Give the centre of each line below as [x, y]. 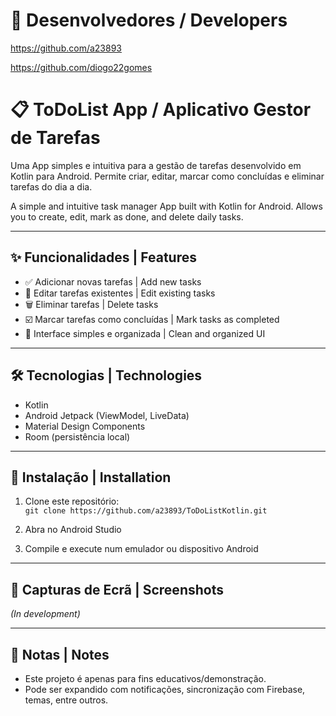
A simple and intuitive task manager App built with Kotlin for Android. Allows [166, 206]
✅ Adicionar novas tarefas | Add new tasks [113, 281]
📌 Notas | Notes [60, 654]
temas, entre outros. [66, 700]
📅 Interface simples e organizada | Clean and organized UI [145, 333]
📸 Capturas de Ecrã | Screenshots [117, 589]
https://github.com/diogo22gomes [81, 67]
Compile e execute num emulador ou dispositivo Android [141, 549]
